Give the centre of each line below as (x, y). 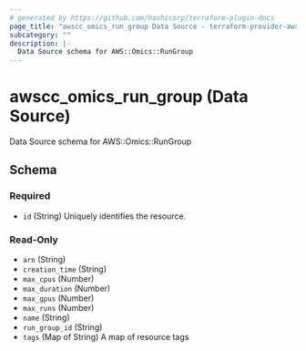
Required (30, 196)
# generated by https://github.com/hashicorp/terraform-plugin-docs (142, 18)
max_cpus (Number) (58, 279)
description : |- (40, 43)
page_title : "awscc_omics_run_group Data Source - (107, 26)
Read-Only (34, 240)
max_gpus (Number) (58, 298)
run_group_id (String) (62, 327)
